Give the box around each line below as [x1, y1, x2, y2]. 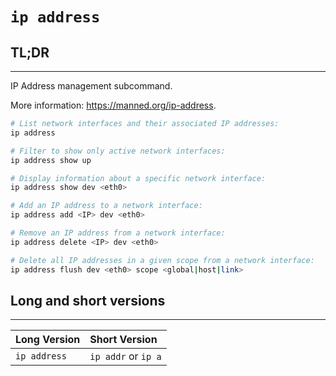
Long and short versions [10, 292, 166, 309]
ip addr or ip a [89, 349, 162, 363]
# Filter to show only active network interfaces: [10, 146, 226, 156]
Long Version [15, 333, 81, 347]
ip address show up [10, 155, 92, 165]
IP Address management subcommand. [10, 80, 173, 92]
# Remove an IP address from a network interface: [10, 228, 226, 238]
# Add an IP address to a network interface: [10, 201, 203, 211]
